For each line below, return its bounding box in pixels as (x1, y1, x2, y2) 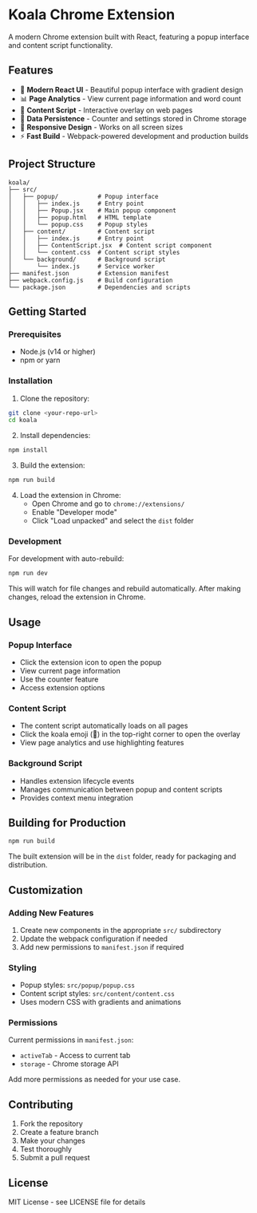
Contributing (8, 1097, 73, 1111)
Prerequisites (8, 329, 61, 340)
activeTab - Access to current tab (19, 1051, 131, 1061)
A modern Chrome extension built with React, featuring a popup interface (8, 32, 250, 41)
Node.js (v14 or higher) (19, 347, 96, 357)
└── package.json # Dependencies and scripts (8, 283, 192, 291)
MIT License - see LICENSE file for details (8, 1197, 146, 1207)
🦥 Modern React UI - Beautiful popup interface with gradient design (19, 85, 243, 94)
